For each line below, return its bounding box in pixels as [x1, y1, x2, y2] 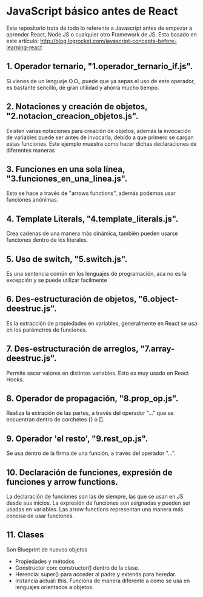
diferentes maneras [6, 146, 55, 154]
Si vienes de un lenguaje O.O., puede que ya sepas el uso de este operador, [6, 77, 195, 84]
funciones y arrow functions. [6, 477, 118, 487]
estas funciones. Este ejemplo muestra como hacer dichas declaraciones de [6, 140, 197, 147]
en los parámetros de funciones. [6, 326, 87, 333]
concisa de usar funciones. [6, 512, 75, 520]
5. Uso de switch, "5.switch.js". [6, 254, 128, 264]
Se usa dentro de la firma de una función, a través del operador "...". [6, 449, 176, 457]
